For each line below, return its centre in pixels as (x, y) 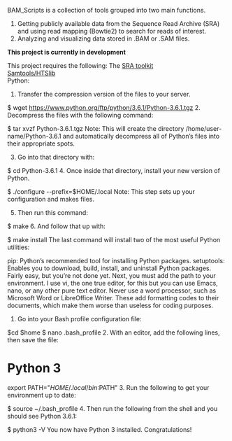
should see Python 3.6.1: (42, 416)
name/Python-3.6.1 (34, 136)
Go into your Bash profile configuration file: (79, 319)
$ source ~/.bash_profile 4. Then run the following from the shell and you (113, 408)
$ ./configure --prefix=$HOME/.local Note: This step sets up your (101, 191)
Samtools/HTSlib (31, 73)
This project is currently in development (66, 52)
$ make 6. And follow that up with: (57, 226)
